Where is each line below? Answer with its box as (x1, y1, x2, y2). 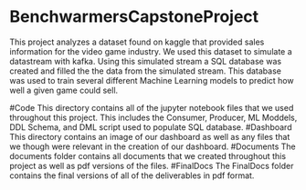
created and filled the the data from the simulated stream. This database (9, 65, 281, 76)
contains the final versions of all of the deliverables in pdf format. (9, 170, 255, 181)
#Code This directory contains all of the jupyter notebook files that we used (9, 102, 294, 113)
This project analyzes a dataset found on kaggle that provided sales (9, 36, 265, 47)
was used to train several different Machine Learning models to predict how (9, 75, 294, 85)
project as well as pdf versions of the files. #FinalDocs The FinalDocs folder (9, 160, 294, 171)
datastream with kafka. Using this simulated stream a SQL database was (9, 55, 281, 66)
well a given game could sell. (9, 85, 119, 95)
